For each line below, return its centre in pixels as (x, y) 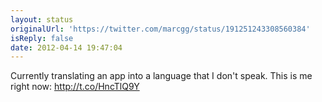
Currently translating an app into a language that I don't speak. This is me (161, 76)
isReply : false (42, 38)
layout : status (42, 19)
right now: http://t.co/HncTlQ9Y (75, 87)
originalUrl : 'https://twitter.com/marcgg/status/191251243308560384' (160, 29)
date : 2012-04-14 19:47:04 (66, 47)
